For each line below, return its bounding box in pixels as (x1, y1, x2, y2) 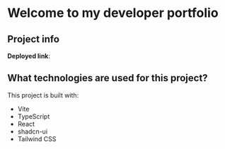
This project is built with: (7, 90, 79, 100)
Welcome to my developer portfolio (7, 5, 219, 21)
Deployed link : (7, 52, 51, 60)
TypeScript (17, 112, 50, 121)
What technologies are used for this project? (7, 72, 208, 84)
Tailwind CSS (17, 134, 57, 143)
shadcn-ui (17, 127, 48, 136)
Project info (7, 33, 60, 45)
